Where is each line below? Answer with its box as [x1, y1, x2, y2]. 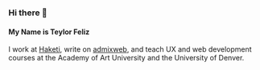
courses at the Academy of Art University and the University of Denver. [8, 53, 245, 63]
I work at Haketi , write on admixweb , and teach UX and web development [8, 45, 252, 54]
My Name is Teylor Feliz [8, 27, 90, 37]
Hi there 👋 [8, 7, 48, 18]
